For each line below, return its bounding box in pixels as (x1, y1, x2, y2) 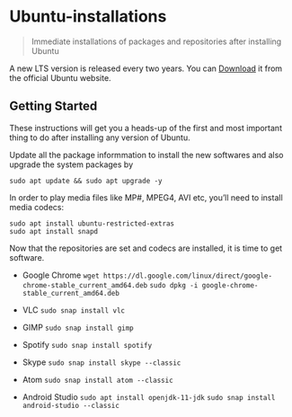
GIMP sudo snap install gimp (22, 322, 135, 333)
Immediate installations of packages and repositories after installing (31, 36, 282, 47)
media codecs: (9, 201, 65, 212)
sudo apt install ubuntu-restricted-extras (9, 218, 175, 228)
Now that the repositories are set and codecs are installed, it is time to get (9, 243, 283, 253)
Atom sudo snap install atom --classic (22, 374, 173, 385)
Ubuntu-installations (9, 6, 167, 27)
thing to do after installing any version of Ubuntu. (9, 132, 190, 143)
